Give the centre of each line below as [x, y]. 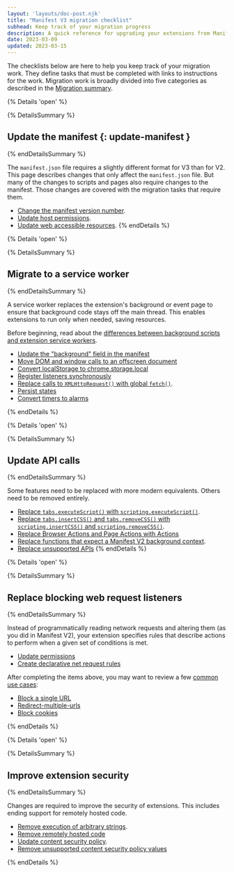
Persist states [37, 390]
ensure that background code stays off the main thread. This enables [106, 312]
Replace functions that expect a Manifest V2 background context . [111, 542]
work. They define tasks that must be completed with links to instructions [112, 73]
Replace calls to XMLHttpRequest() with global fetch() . [95, 383]
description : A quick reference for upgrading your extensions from [109, 33]
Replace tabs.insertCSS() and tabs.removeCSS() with [94, 519]
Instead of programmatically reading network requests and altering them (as [117, 628]
